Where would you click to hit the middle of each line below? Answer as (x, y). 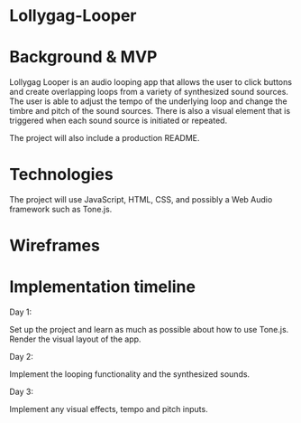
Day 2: (22, 357)
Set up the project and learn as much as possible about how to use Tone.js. (149, 330)
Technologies (62, 175)
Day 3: (22, 392)
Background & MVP (83, 57)
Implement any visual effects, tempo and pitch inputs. (109, 409)
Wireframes (55, 246)
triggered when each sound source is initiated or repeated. (119, 121)
